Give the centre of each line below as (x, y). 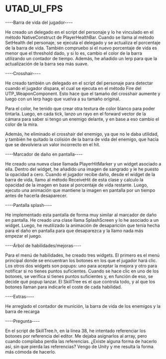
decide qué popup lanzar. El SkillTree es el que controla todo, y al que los (80, 281)
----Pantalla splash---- (29, 205)
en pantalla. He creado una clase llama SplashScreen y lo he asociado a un (82, 220)
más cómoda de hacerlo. (31, 352)
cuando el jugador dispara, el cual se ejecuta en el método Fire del (73, 88)
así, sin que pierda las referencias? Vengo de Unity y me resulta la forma (79, 347)
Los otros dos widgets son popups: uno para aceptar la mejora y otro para (81, 266)
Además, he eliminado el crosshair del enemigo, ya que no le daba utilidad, (82, 134)
